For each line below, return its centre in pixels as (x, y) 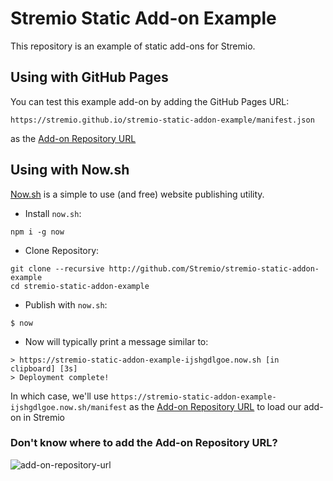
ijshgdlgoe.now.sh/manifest (69, 407)
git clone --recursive (57, 268)
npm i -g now (37, 232)
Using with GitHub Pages (89, 77)
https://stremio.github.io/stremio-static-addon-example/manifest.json (162, 120)
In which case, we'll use (59, 396)
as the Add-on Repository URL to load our (215, 406)
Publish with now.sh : (66, 304)
